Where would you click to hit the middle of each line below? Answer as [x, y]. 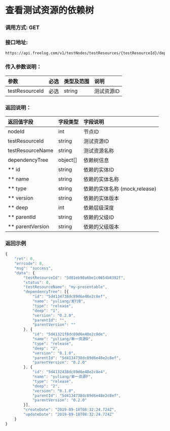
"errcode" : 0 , [29, 264]
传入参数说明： [24, 67]
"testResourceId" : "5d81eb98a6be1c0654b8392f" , [74, 278]
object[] [68, 160]
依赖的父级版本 [101, 227]
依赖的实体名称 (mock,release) [120, 189]
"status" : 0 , [37, 282]
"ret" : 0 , [25, 259]
